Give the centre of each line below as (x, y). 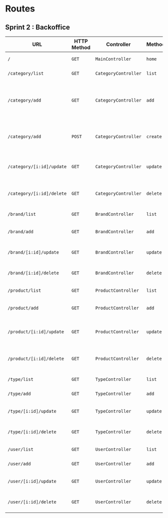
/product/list (24, 291)
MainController (113, 59)
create (154, 136)
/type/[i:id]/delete (32, 432)
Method (81, 47)
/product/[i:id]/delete (36, 359)
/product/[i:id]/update (36, 332)
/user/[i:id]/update (32, 481)
